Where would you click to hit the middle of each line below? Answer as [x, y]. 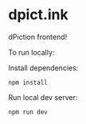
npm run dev [28, 112]
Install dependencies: [43, 68]
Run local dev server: [43, 97]
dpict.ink [39, 15]
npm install [28, 82]
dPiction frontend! [38, 37]
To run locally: [31, 52]
